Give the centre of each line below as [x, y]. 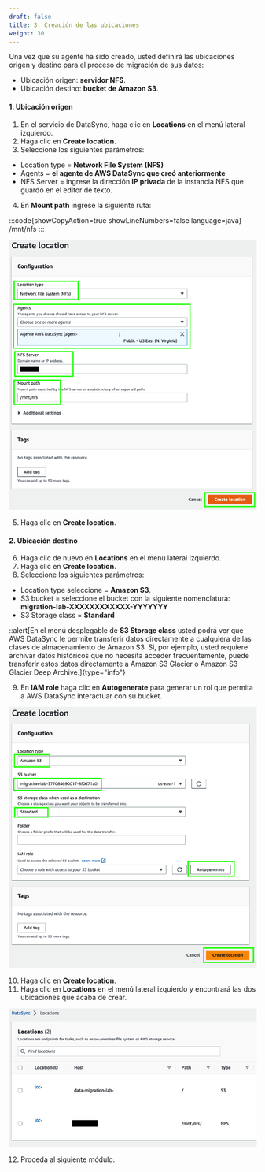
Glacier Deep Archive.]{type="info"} [67, 672]
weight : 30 [27, 33]
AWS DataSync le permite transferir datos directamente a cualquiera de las [130, 639]
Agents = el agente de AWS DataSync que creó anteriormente [123, 173]
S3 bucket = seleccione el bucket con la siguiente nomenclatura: [125, 598]
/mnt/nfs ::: [27, 229]
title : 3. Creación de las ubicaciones [74, 25]
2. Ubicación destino [43, 541]
